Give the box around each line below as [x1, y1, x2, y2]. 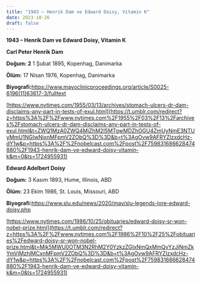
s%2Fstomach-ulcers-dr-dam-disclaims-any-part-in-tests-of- [6, 121, 161, 128]
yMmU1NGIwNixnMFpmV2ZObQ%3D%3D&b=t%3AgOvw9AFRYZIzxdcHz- [6, 133, 193, 141]
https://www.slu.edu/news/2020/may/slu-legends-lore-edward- [31, 200, 191, 207]
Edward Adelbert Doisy [6, 164, 66, 172]
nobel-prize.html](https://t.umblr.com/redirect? [6, 224, 123, 231]
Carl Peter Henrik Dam [6, 48, 63, 56]
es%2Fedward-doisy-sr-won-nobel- [6, 237, 97, 245]
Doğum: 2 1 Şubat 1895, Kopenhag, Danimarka [6, 60, 123, 67]
